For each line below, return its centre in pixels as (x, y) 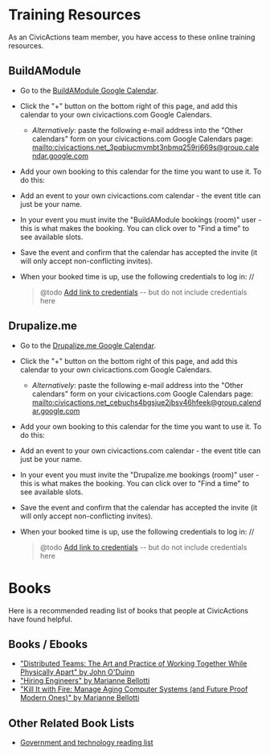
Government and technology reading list (87, 743)
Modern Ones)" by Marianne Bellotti (80, 698)
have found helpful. (41, 619)
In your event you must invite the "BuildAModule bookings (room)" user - (141, 220)
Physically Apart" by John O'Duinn (77, 672)
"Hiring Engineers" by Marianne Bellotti (85, 681)
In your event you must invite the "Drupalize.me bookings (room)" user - (139, 474)
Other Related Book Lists (72, 723)
